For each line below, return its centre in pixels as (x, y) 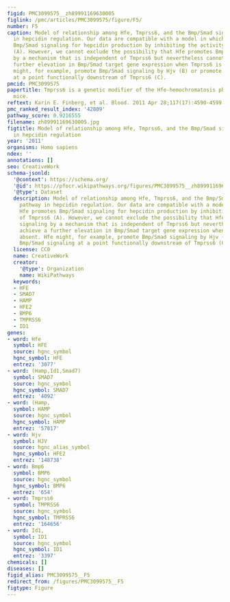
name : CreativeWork (41, 256)
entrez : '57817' (36, 428)
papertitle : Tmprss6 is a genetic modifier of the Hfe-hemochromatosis (111, 90)
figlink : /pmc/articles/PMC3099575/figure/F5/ (75, 20)
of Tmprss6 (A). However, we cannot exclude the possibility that (116, 218)
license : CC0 (32, 250)
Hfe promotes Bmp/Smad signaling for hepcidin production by (108, 211)
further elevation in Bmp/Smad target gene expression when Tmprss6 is (118, 65)
